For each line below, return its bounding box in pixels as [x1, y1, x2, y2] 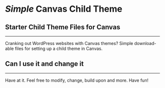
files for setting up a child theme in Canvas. [14, 45, 103, 51]
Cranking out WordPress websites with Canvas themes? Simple [5, 41, 134, 46]
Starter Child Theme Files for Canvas [5, 23, 120, 31]
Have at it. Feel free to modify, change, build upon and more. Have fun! [5, 77, 149, 83]
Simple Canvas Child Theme [5, 3, 123, 15]
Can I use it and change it [5, 60, 84, 68]
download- [134, 41, 156, 46]
